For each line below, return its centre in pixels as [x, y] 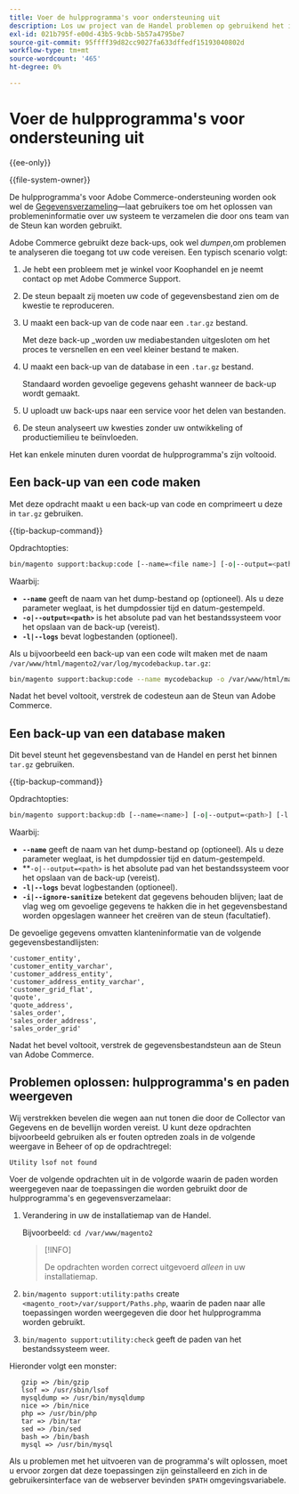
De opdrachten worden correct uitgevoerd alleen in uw [145, 1267]
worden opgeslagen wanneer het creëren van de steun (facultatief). [146, 916]
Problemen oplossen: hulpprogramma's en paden [149, 1082]
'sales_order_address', [53, 1021]
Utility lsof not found [53, 1162]
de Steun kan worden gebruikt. [66, 225]
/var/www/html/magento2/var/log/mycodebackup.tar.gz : [110, 663]
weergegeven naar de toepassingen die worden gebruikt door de [129, 1188]
